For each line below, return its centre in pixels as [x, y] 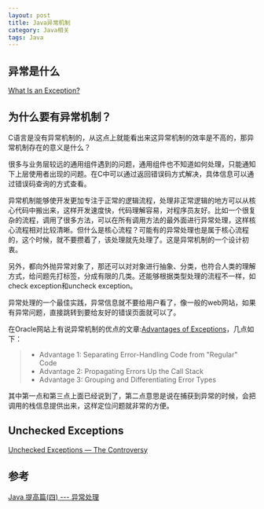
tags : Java [26, 37]
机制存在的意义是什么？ [53, 147]
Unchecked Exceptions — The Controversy [78, 449]
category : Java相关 [39, 30]
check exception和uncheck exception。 [73, 286]
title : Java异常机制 [39, 23]
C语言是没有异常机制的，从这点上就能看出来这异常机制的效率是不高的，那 [128, 137]
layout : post [29, 15]
